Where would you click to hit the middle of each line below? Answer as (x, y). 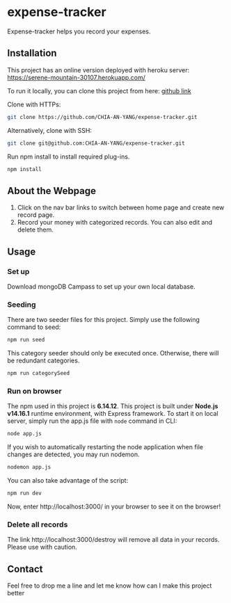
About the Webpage (51, 191)
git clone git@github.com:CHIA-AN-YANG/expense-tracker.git (96, 143)
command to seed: (34, 327)
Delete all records (38, 524)
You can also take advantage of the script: (68, 480)
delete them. (35, 230)
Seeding (22, 305)
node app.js (24, 434)
